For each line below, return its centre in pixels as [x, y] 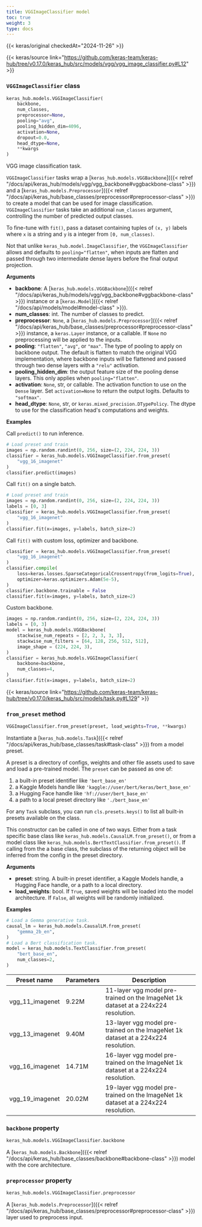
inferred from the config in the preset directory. [65, 855]
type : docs [20, 29]
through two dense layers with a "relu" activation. [77, 365]
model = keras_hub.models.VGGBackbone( [56, 630]
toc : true [19, 17]
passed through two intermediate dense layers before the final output [92, 259]
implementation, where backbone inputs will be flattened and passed [100, 359]
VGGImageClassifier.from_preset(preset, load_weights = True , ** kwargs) [96, 727]
